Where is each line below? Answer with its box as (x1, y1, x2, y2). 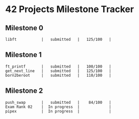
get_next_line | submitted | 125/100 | (5, 68, 112, 74)
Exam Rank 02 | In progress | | (5, 104, 112, 109)
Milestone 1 (5, 50, 42, 59)
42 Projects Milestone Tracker (5, 4, 134, 15)
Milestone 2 (5, 87, 43, 95)
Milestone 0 (5, 24, 44, 32)
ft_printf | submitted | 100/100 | (5, 64, 112, 69)
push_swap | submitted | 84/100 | (5, 100, 112, 105)
